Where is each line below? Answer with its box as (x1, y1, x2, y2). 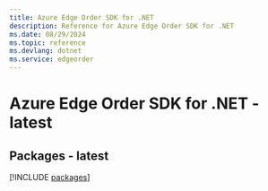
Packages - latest (9, 148, 109, 163)
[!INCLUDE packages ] (9, 172, 91, 182)
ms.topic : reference (9, 38, 87, 48)
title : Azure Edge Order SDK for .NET (9, 13, 154, 22)
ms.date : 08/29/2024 (9, 30, 87, 39)
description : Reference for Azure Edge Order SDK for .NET (9, 22, 235, 30)
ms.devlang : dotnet (9, 47, 82, 56)
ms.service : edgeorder (9, 55, 94, 64)
